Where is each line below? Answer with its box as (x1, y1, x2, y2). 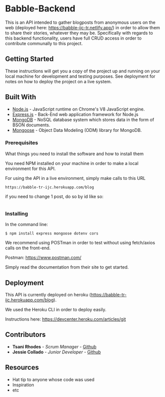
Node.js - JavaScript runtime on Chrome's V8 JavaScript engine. (12, 106, 145, 112)
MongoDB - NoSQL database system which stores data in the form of (12, 116, 155, 122)
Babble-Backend (5, 3, 76, 14)
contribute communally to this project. (5, 40, 83, 46)
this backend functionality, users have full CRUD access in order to (5, 35, 142, 41)
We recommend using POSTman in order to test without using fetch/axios (5, 240, 155, 246)
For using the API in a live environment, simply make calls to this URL (5, 175, 146, 181)
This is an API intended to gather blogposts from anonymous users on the (5, 19, 156, 25)
